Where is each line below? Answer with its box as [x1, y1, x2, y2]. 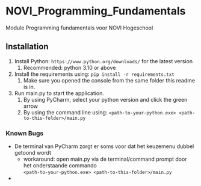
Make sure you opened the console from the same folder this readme [23, 76, 196, 84]
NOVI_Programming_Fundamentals [5, 4, 186, 18]
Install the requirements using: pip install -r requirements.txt [14, 70, 175, 78]
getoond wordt [14, 149, 52, 157]
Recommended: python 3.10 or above [23, 64, 116, 71]
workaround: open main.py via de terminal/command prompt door [23, 155, 187, 163]
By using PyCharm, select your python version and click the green [23, 96, 188, 103]
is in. [23, 83, 36, 90]
